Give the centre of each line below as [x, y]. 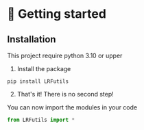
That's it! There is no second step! [65, 94]
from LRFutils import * [41, 120]
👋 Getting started [57, 14]
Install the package [44, 69]
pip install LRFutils [38, 81]
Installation [32, 39]
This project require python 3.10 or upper [65, 55]
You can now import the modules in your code [72, 107]
